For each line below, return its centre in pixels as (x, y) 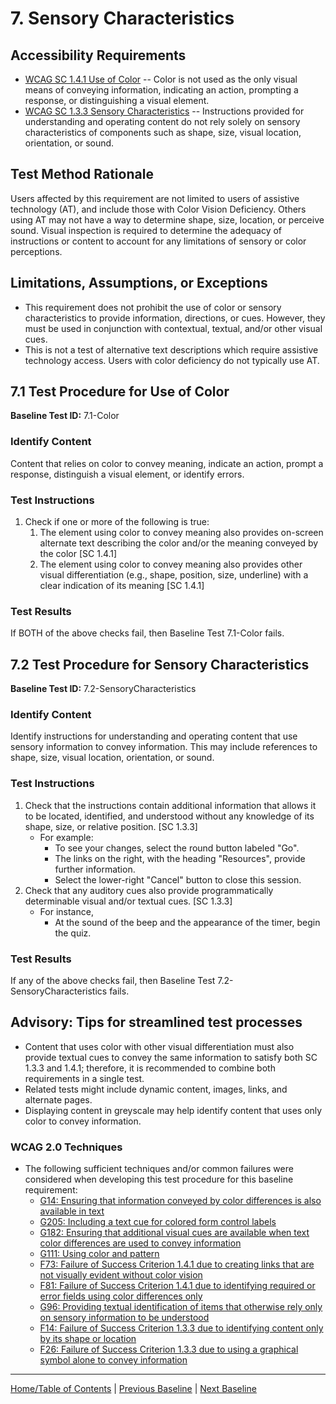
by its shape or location (88, 1339)
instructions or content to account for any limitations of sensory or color (158, 241)
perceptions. (36, 251)
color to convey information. (83, 1121)
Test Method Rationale (82, 174)
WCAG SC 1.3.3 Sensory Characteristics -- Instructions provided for (164, 111)
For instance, (66, 911)
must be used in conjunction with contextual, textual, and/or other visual (173, 328)
